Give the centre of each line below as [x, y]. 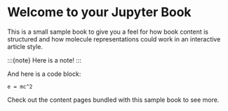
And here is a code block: [44, 74]
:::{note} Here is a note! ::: [45, 60]
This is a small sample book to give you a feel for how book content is [108, 32]
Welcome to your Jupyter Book [99, 12]
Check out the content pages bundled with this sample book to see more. [113, 100]
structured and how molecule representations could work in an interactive [114, 39]
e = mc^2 [20, 86]
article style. [25, 46]
